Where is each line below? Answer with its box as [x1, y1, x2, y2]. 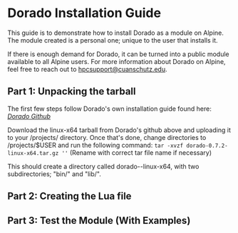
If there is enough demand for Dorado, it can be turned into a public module [7, 50, 229, 58]
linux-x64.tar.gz [7, 149, 59, 157]
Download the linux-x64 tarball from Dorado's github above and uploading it [7, 126, 232, 134]
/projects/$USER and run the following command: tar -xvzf [7, 141, 184, 149]
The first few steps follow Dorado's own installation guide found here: [7, 104, 212, 113]
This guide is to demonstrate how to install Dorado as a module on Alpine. [7, 28, 224, 37]
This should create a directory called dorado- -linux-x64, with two [7, 162, 200, 170]
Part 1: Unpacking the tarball [7, 85, 137, 97]
